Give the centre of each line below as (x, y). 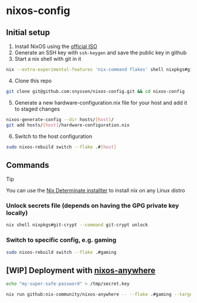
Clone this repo (33, 81)
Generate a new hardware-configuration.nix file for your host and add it (101, 102)
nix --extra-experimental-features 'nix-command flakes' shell (85, 70)
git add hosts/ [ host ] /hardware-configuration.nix (68, 125)
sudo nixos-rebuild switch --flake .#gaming (61, 252)
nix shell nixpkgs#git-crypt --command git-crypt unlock (77, 225)
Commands (28, 165)
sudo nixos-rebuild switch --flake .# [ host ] (61, 147)
